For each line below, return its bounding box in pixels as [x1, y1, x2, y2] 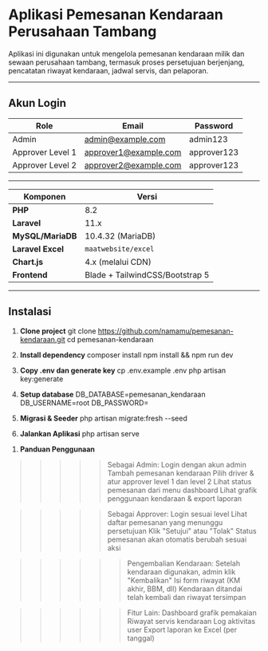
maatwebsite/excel [85, 244, 155, 253]
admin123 [188, 133, 229, 144]
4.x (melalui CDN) [85, 256, 152, 267]
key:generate [19, 373, 64, 384]
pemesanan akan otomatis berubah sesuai [107, 535, 247, 544]
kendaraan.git [19, 334, 65, 344]
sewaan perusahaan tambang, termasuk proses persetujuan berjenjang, [8, 57, 245, 67]
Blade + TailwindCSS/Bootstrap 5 [85, 269, 210, 280]
